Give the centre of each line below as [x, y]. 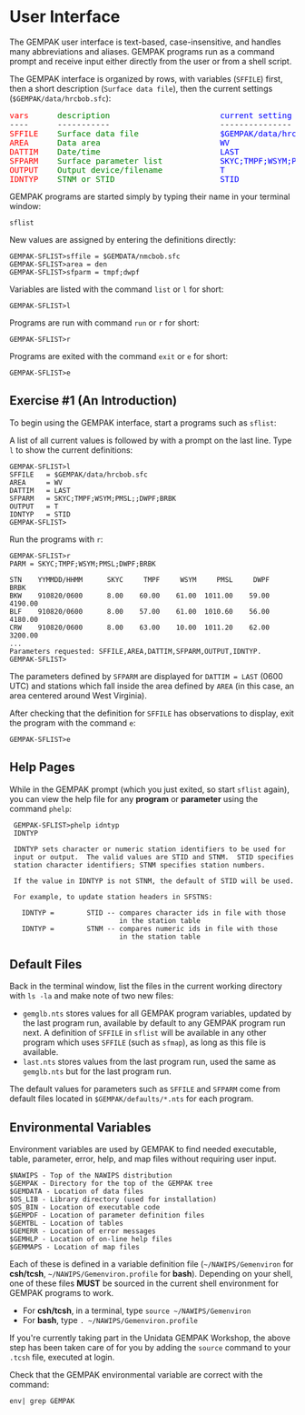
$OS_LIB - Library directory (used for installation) [113, 1199]
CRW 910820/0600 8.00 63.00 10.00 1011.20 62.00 [140, 627]
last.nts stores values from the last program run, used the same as [149, 1062]
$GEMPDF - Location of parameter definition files [107, 1216]
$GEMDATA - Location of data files [77, 1192]
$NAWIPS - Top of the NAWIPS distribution [91, 1176]
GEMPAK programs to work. [62, 1293]
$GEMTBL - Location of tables [67, 1224]
